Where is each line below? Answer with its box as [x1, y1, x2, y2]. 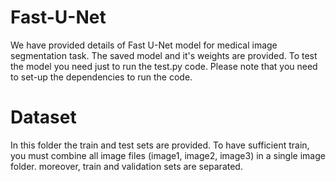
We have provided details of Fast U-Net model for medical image [10, 39, 278, 51]
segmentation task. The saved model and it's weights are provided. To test [10, 49, 318, 61]
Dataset [10, 106, 77, 129]
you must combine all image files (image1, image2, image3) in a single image [10, 149, 326, 161]
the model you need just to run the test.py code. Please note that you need [10, 60, 318, 72]
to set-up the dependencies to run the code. [10, 71, 193, 83]
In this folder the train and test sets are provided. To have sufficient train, [10, 139, 310, 151]
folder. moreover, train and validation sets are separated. [10, 160, 243, 172]
